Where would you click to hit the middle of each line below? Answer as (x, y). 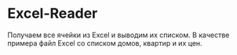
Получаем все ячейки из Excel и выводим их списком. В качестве (118, 35)
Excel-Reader (53, 14)
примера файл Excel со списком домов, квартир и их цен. (105, 43)
